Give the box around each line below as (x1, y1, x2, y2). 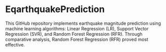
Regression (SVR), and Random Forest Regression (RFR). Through (5, 31, 143, 37)
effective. (5, 41, 25, 47)
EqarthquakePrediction (5, 4, 105, 15)
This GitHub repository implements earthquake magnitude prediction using (5, 20, 161, 26)
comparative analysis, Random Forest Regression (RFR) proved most (5, 36, 148, 42)
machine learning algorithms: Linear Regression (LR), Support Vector (5, 25, 149, 31)
